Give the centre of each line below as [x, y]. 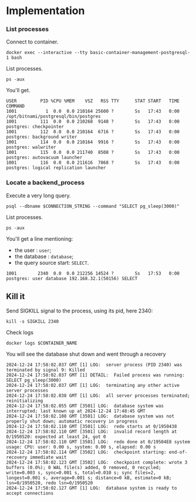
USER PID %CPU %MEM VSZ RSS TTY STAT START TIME [93, 101]
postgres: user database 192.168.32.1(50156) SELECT [72, 278]
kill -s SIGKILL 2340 [33, 321]
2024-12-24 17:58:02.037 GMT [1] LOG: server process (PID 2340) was [94, 365]
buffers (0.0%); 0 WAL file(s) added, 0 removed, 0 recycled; [84, 467]
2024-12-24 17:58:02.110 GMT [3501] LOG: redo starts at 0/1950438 [92, 426]
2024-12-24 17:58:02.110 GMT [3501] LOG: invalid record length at [92, 432]
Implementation [45, 11]
